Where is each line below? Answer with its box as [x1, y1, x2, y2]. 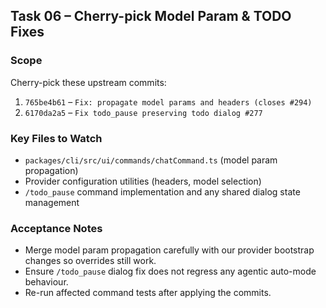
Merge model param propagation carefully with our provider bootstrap [24, 244, 315, 256]
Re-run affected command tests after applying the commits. [24, 287, 272, 299]
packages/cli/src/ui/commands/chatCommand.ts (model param [24, 154, 278, 166]
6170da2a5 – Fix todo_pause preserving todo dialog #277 [24, 106, 263, 118]
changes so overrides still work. [24, 255, 157, 267]
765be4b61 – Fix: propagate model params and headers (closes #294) [24, 95, 313, 108]
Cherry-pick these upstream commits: [10, 76, 167, 88]
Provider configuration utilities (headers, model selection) [24, 175, 262, 187]
